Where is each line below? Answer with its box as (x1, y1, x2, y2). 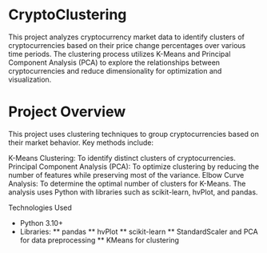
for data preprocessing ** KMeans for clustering (19, 235, 180, 245)
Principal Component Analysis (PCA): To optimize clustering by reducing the (8, 162, 260, 171)
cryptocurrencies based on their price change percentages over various (8, 40, 246, 50)
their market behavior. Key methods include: (8, 138, 154, 147)
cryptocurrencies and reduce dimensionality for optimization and (8, 66, 222, 75)
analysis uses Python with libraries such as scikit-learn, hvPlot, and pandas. (8, 187, 258, 197)
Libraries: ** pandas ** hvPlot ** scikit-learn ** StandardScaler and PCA (19, 227, 258, 236)
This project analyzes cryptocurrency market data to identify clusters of (8, 32, 245, 42)
